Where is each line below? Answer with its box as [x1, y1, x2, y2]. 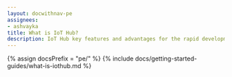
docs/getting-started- [135, 54, 197, 63]
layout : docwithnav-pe [7, 10, 72, 17]
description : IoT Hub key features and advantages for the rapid [7, 36, 199, 43]
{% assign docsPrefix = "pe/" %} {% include [7, 54, 134, 63]
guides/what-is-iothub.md [7, 62, 81, 70]
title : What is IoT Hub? [7, 29, 79, 36]
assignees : [7, 16, 39, 23]
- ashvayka [7, 23, 39, 30]
